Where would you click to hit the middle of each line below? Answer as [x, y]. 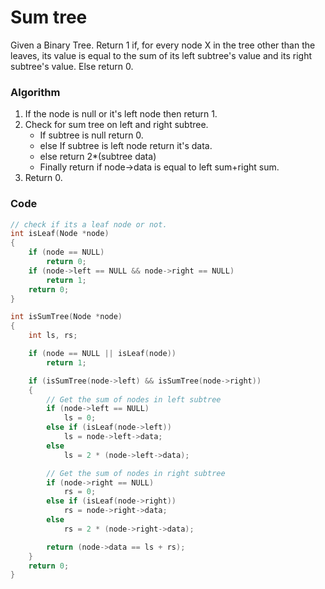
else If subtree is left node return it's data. [126, 146]
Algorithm [35, 92]
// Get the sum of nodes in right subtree [136, 473]
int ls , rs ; [53, 336]
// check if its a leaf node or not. [89, 224]
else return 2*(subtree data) [98, 157]
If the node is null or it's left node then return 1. [121, 114]
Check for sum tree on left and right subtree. [116, 125]
